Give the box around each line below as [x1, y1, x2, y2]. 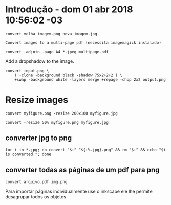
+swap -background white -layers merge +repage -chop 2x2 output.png [14, 77, 166, 82]
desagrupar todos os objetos [5, 193, 67, 200]
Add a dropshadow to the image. [5, 58, 74, 64]
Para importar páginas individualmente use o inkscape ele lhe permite [5, 188, 153, 194]
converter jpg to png [5, 134, 72, 143]
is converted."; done [5, 152, 52, 157]
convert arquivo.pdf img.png [5, 179, 68, 185]
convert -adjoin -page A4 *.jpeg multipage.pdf [5, 49, 109, 54]
